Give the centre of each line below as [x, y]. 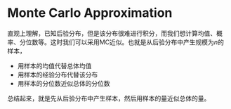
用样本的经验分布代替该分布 [58, 75]
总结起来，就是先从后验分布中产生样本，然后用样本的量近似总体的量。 [109, 98]
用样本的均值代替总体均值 [54, 65]
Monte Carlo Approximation [90, 13]
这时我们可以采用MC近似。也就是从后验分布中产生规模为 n [134, 42]
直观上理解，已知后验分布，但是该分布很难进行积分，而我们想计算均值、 [112, 33]
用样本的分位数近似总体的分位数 [64, 83]
